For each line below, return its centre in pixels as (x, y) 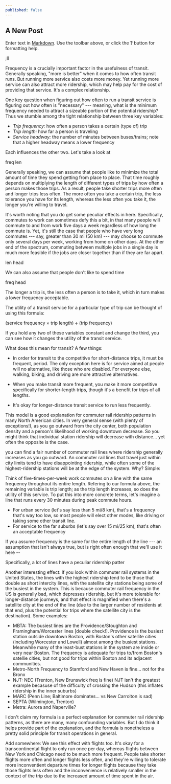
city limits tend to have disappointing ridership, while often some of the (80, 463)
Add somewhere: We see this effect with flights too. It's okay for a (75, 743)
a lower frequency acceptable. (38, 298)
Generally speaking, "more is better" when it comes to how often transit (81, 74)
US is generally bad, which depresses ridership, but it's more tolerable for (83, 594)
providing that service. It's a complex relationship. (58, 90)
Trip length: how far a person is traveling (55, 131)
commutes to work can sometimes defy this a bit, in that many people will (83, 220)
